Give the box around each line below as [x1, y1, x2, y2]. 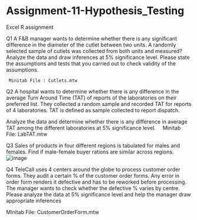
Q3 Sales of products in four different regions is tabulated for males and [6, 142, 181, 149]
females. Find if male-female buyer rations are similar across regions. [6, 148, 174, 155]
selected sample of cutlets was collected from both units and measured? [6, 47, 182, 54]
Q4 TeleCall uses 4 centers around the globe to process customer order [6, 166, 181, 173]
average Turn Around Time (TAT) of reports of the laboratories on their [6, 94, 177, 101]
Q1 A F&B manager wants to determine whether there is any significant [6, 35, 178, 42]
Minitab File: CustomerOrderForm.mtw [6, 208, 99, 215]
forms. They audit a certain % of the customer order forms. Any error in [6, 172, 179, 179]
